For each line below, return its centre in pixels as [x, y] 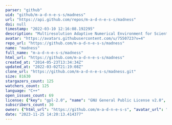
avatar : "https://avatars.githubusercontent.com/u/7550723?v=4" [75, 39]
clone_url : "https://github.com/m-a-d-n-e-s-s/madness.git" [71, 72]
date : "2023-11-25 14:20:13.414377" [44, 115]
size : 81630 [18, 77]
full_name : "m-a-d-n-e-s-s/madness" [44, 53]
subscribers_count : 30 [29, 105]
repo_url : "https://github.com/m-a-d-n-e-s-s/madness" [65, 43]
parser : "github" [24, 10]
